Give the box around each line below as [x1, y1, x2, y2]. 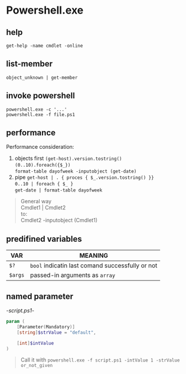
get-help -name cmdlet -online [6, 43, 83, 49]
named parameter [6, 291, 74, 301]
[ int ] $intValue [17, 340, 54, 346]
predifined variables [6, 234, 83, 244]
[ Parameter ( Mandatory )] [17, 324, 76, 330]
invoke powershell [6, 91, 75, 101]
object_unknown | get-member [6, 75, 78, 81]
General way [20, 198, 52, 205]
